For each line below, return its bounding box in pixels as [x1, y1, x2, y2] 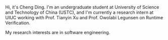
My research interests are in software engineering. [5, 30, 110, 35]
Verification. [5, 20, 31, 26]
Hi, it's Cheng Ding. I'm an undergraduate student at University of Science [5, 4, 159, 10]
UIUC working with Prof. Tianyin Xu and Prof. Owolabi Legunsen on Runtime [5, 15, 163, 20]
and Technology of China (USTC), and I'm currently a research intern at [5, 9, 154, 15]
